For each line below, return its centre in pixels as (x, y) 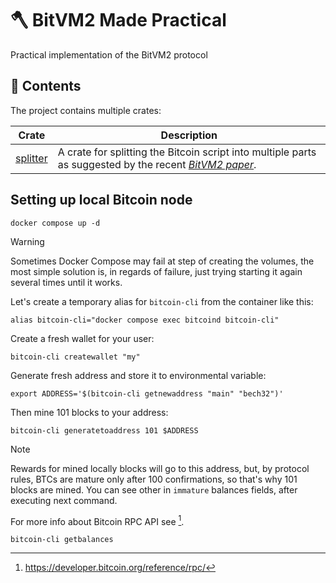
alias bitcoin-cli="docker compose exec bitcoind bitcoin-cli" (145, 320)
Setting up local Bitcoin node (101, 200)
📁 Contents (46, 86)
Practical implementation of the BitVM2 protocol (109, 54)
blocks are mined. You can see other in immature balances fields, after (154, 489)
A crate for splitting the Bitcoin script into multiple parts (187, 152)
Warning (27, 241)
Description (189, 135)
